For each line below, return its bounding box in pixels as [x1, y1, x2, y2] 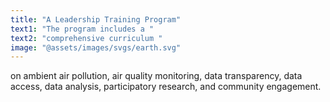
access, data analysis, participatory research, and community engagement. [10, 81, 322, 93]
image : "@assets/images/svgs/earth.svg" [10, 42, 182, 53]
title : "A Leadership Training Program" [10, 14, 182, 25]
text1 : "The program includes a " [10, 24, 155, 34]
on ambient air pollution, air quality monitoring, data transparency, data [10, 70, 303, 82]
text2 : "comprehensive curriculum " [10, 33, 163, 43]
